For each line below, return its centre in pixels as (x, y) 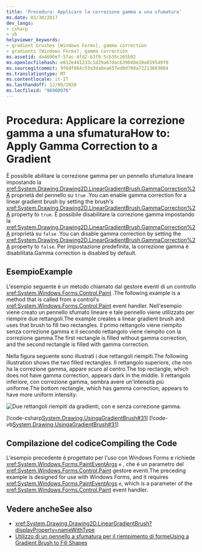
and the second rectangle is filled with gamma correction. (78, 344)
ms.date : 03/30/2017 (32, 18)
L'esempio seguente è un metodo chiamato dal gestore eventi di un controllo (101, 286)
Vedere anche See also (49, 509)
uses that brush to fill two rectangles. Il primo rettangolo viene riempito (94, 325)
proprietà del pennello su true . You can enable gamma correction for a (99, 195)
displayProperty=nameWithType (55, 530)
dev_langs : (20, 23)
